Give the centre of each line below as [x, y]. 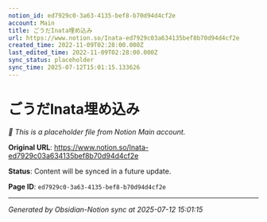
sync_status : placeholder [51, 60]
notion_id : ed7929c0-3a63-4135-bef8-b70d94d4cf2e [92, 16]
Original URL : [31, 147]
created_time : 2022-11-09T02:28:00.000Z [76, 45]
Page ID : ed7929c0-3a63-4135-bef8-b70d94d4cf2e [87, 186]
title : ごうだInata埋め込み [50, 30]
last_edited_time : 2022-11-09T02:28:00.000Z [83, 53]
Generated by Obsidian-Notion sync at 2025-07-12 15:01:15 [106, 209]
